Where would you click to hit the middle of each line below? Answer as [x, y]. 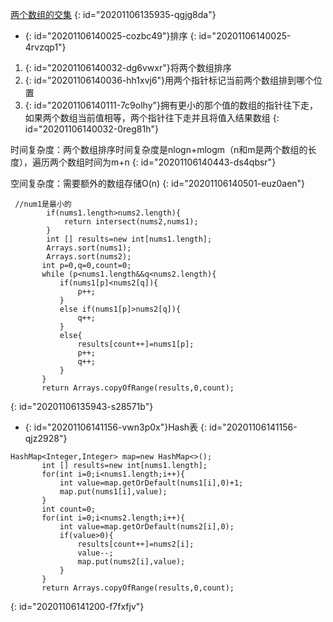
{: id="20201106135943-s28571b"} [82, 406]
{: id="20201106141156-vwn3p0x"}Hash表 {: [116, 427]
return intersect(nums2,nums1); [131, 222]
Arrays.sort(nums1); [89, 248]
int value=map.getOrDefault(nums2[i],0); [147, 527]
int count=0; [69, 509]
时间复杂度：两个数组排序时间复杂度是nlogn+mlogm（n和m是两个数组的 [159, 149]
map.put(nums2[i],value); [131, 562]
